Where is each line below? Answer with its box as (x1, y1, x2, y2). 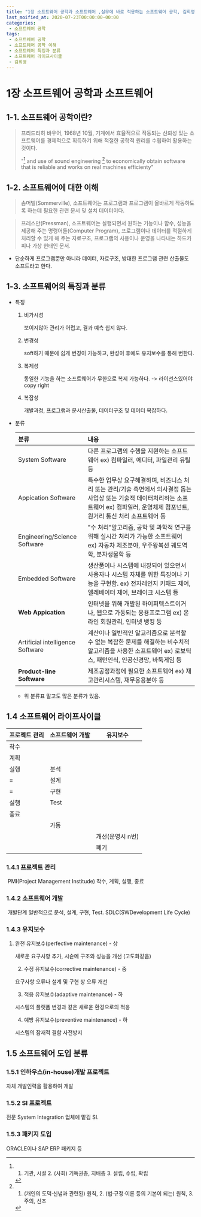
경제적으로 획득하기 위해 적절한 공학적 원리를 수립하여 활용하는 (47, 137, 193, 144)
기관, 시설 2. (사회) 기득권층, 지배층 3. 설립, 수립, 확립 (23, 1169, 148, 1177)
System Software (17, 455, 67, 464)
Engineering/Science (17, 532, 77, 541)
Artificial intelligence (17, 638, 76, 646)
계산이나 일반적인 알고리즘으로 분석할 (87, 628, 187, 637)
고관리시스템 (87, 676, 121, 684)
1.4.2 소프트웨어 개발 (6, 894, 63, 902)
